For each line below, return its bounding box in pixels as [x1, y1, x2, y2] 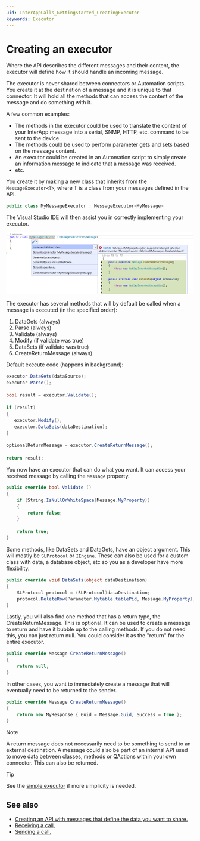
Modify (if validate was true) [14, 337, 85, 344]
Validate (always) [14, 330, 58, 337]
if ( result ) [6, 405, 36, 411]
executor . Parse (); [6, 380, 52, 386]
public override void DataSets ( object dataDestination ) [6, 577, 148, 583]
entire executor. [6, 639, 45, 646]
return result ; [6, 455, 44, 461]
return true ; [17, 529, 49, 535]
